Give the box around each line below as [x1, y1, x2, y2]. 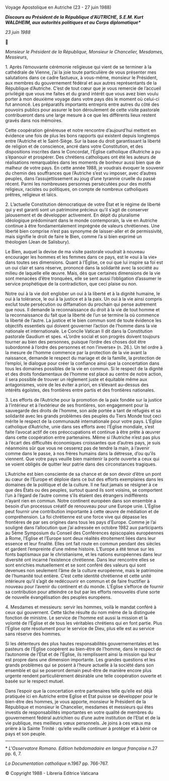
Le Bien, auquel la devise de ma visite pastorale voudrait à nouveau [5, 249, 145, 254]
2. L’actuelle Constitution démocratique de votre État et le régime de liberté [5, 201, 161, 207]
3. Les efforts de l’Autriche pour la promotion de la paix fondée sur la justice [5, 397, 162, 403]
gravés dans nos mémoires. [5, 118, 63, 123]
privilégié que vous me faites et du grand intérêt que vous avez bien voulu [5, 91, 158, 96]
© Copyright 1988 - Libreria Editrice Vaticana [5, 770, 99, 776]
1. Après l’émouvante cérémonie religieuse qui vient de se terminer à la [5, 64, 152, 70]
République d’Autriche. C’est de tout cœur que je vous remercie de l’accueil [5, 85, 161, 91]
